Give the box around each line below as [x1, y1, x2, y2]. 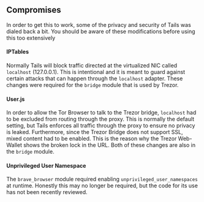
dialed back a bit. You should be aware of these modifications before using [6, 28, 195, 35]
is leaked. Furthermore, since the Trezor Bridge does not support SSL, [6, 129, 183, 136]
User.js [6, 95, 25, 103]
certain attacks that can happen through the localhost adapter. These [6, 75, 183, 82]
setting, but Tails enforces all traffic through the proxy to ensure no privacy [6, 122, 195, 129]
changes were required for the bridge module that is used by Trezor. [6, 81, 179, 89]
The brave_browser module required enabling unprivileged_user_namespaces [6, 176, 198, 183]
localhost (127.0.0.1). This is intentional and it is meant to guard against [6, 69, 186, 76]
